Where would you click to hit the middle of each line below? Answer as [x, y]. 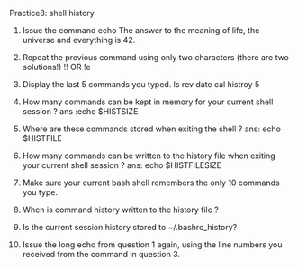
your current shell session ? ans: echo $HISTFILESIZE [122, 165]
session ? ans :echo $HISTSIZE [80, 111]
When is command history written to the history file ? [120, 210]
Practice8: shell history [52, 13]
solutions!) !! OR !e [57, 67]
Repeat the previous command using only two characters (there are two [156, 57]
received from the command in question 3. [101, 254]
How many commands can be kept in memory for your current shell [148, 102]
